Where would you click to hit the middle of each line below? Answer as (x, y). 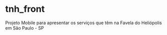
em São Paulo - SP (25, 28)
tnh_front (25, 9)
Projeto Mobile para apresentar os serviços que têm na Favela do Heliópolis (83, 23)
